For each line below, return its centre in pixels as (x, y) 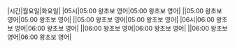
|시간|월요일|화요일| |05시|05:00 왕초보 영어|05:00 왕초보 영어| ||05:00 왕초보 (115, 11)
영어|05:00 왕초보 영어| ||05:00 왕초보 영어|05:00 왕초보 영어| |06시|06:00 (111, 19)
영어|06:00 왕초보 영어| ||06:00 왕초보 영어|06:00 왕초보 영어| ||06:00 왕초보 (121, 28)
